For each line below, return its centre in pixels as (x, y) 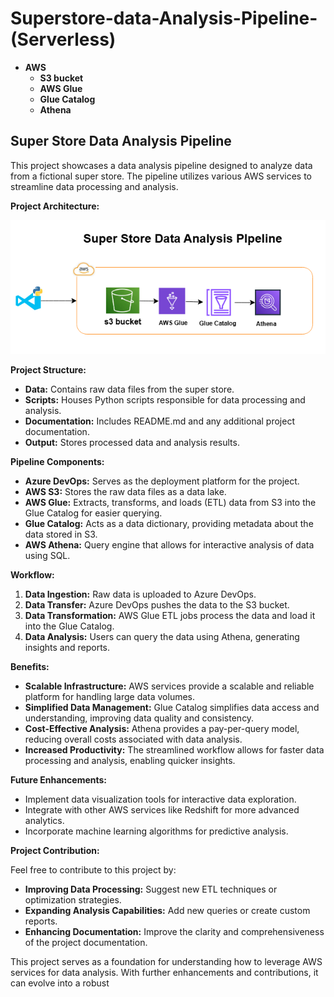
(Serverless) (63, 39)
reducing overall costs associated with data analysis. (133, 739)
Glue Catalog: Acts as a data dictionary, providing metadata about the (169, 524)
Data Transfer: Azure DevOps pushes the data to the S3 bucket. (157, 605)
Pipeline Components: (57, 462)
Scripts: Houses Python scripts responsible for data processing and (165, 400)
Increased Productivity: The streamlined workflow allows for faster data (174, 750)
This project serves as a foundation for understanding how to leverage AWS (166, 962)
